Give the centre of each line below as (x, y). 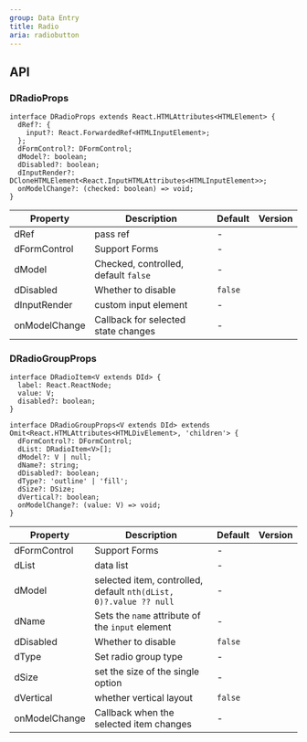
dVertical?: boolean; (59, 498)
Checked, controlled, (139, 264)
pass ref (112, 234)
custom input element (141, 305)
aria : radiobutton (44, 35)
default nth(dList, (134, 592)
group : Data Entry (44, 18)
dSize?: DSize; (47, 490)
